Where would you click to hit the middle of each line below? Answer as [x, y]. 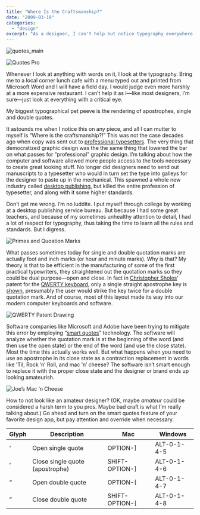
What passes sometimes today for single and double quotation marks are [96, 253]
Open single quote [58, 448]
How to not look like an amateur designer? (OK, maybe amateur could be [96, 400]
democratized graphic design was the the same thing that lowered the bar [97, 148]
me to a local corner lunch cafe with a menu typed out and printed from [94, 81]
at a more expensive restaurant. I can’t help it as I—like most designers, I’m [98, 93]
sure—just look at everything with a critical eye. [65, 100]
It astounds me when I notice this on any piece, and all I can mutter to [91, 129]
